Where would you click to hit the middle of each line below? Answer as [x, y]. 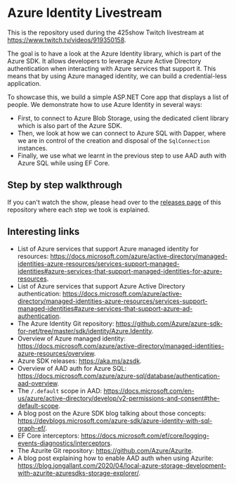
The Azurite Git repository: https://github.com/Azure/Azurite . [105, 450]
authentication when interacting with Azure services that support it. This [112, 68]
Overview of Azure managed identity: [72, 338]
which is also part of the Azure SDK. [70, 125]
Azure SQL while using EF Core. [64, 163]
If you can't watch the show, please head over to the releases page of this [114, 202]
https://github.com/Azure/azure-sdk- [169, 323]
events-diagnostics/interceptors [64, 443]
